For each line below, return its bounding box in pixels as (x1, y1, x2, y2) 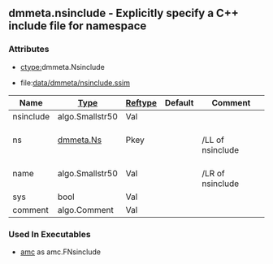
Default (164, 97, 194, 108)
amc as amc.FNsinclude (19, 247, 102, 257)
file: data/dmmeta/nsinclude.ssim (19, 77, 130, 88)
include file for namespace (8, 19, 147, 33)
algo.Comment (57, 204, 114, 215)
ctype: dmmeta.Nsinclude (19, 62, 106, 71)
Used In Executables (8, 228, 91, 240)
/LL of (201, 134, 225, 145)
